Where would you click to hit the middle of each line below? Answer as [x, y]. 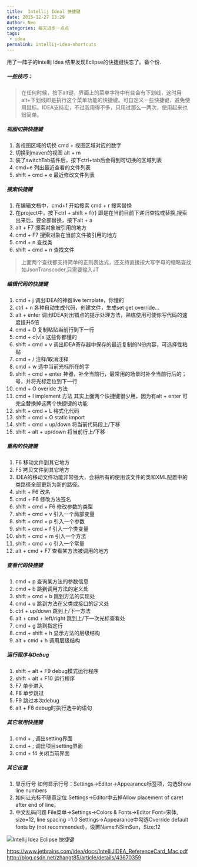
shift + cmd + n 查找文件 [45, 249]
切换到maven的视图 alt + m [48, 152]
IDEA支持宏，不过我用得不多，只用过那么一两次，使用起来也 [114, 107]
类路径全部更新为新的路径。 [49, 484]
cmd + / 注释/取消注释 [42, 359]
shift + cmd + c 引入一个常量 [50, 543]
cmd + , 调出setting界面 [44, 738]
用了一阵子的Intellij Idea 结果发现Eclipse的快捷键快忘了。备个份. [84, 62]
